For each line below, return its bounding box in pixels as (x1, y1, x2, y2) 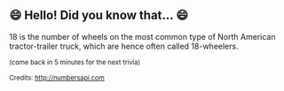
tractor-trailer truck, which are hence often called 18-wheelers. (9, 41, 239, 51)
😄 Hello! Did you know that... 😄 (9, 8, 189, 23)
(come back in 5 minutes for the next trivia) (9, 57, 140, 66)
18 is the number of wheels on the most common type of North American (9, 31, 276, 42)
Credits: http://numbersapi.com (9, 73, 105, 82)
